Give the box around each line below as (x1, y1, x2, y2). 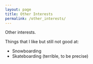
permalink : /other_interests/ (5, 16, 66, 21)
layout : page (5, 7, 31, 12)
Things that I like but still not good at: (5, 39, 79, 45)
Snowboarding (12, 48, 42, 54)
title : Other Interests (5, 12, 53, 16)
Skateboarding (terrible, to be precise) (12, 53, 89, 59)
